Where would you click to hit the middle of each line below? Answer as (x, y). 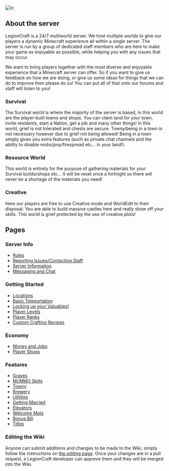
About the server (32, 23)
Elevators (22, 408)
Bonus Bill (23, 419)
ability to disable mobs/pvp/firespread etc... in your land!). (65, 145)
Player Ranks (26, 317)
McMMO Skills (27, 381)
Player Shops (26, 351)
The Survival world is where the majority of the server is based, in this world (84, 112)
